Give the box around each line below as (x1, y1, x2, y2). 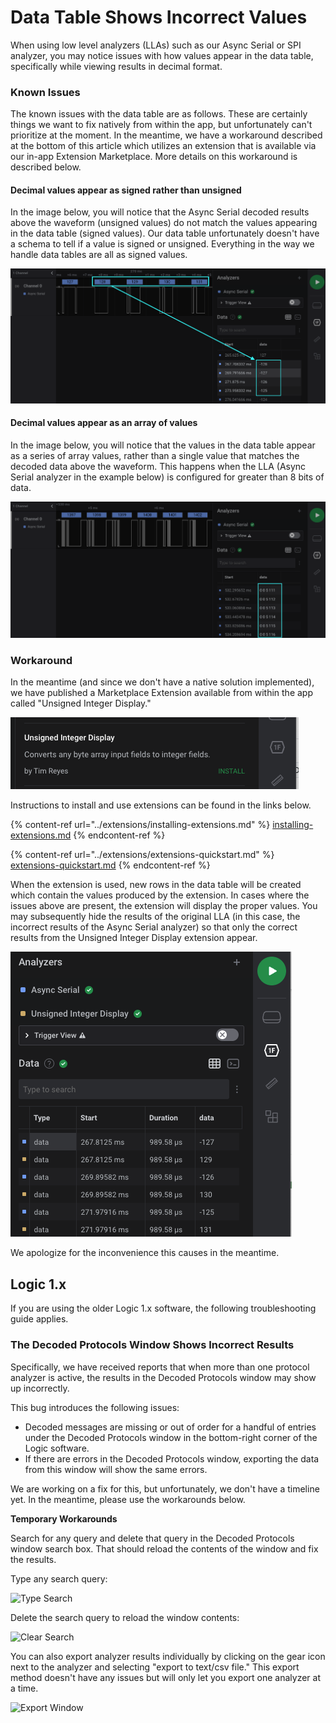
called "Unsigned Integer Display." (10, 697, 152, 710)
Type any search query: (10, 1572, 108, 1585)
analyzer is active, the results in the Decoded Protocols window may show (10, 1371, 317, 1383)
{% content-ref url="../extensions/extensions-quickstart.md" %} (10, 849, 275, 861)
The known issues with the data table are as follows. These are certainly (10, 108, 308, 120)
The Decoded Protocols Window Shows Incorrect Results (10, 1338, 295, 1352)
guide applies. (10, 1313, 69, 1325)
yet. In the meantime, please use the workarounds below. (10, 1493, 246, 1505)
